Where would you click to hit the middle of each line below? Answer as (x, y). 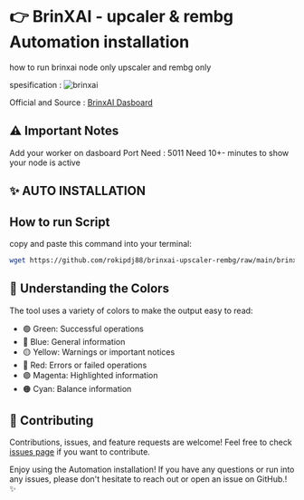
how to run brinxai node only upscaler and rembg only (110, 67)
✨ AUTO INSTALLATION (78, 191)
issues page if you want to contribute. (80, 452)
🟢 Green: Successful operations (83, 328)
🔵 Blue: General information (74, 341)
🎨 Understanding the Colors (90, 289)
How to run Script (60, 222)
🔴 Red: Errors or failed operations (85, 365)
